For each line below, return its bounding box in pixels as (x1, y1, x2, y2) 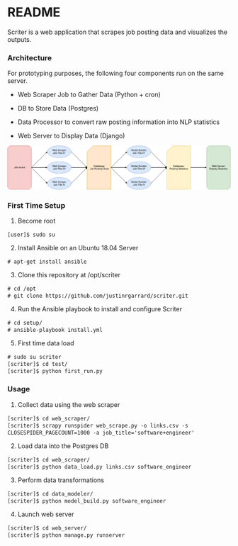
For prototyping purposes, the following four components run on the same (7, 69, 225, 78)
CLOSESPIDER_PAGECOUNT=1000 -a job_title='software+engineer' (7, 429, 195, 436)
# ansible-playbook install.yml (7, 327, 103, 334)
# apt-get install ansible (7, 258, 87, 266)
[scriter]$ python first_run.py (7, 368, 103, 375)
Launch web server (17, 510, 74, 518)
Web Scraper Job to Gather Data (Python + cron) (17, 90, 161, 99)
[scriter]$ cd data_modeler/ (7, 490, 93, 497)
